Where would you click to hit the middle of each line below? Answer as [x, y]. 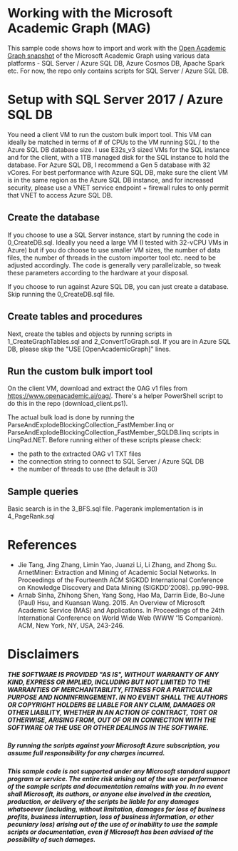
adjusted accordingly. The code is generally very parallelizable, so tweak [114, 265]
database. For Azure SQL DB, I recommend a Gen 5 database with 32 [109, 165]
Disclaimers [43, 654]
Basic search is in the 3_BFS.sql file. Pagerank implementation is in [105, 509]
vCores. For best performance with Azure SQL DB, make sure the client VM [118, 172]
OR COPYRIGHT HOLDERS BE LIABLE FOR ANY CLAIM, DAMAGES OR [112, 705]
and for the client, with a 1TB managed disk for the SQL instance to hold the [118, 157]
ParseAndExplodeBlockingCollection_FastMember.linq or [91, 425]
